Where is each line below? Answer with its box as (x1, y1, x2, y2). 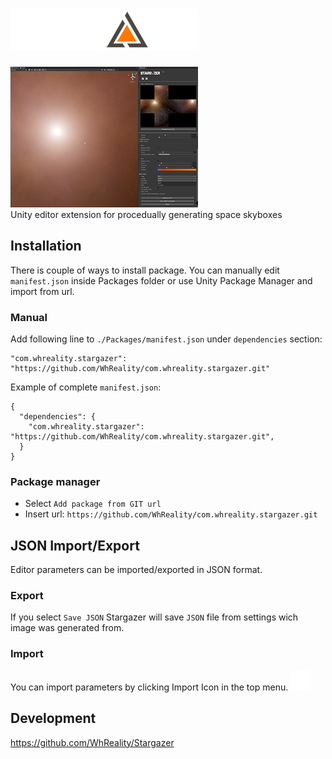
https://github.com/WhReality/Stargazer (10, 736, 175, 748)
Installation (10, 238, 82, 255)
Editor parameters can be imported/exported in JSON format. (10, 564, 263, 576)
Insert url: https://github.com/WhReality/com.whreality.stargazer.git (24, 508, 318, 520)
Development (10, 710, 97, 727)
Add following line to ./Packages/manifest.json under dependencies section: (10, 333, 323, 345)
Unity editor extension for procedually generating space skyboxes (10, 208, 283, 220)
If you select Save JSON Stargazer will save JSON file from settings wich (10, 611, 299, 623)
